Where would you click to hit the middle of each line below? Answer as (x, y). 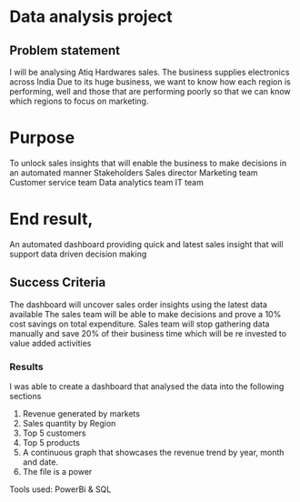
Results (26, 366)
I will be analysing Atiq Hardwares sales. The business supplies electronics (150, 72)
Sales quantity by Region (69, 423)
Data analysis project (91, 17)
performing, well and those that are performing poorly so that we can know (150, 91)
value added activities (50, 343)
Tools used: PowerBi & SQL (60, 489)
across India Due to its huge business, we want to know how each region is (150, 82)
